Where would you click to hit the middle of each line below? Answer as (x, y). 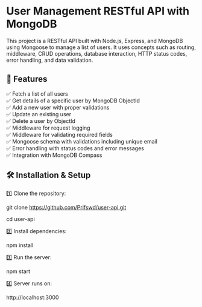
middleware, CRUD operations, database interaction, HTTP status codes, (97, 53)
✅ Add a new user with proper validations (58, 107)
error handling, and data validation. (50, 60)
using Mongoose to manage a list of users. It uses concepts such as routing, (101, 47)
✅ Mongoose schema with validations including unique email (82, 141)
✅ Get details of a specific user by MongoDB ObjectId (73, 101)
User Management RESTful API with (98, 11)
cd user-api (21, 219)
